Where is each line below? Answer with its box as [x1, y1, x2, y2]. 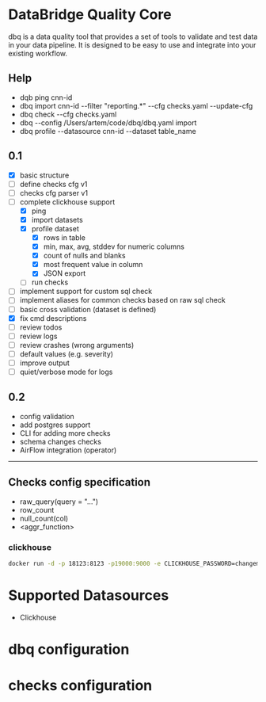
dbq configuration [8, 640, 130, 658]
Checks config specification [8, 475, 151, 489]
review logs [19, 331, 58, 341]
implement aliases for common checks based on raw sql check [19, 296, 226, 305]
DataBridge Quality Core [8, 6, 172, 24]
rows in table [43, 233, 85, 242]
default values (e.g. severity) [19, 349, 113, 358]
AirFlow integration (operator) [19, 445, 117, 455]
